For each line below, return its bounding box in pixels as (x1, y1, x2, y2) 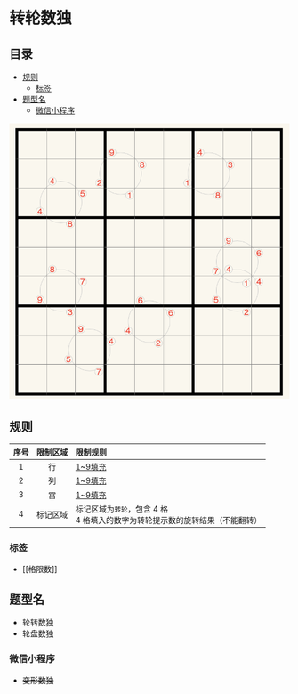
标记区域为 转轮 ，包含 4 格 (75, 504, 169, 514)
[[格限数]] (21, 563, 58, 574)
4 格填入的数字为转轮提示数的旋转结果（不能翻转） (75, 514, 262, 525)
